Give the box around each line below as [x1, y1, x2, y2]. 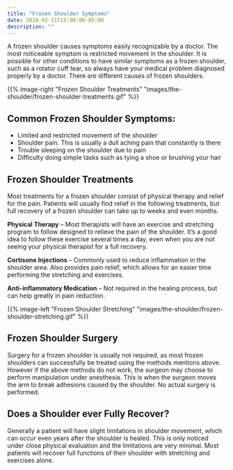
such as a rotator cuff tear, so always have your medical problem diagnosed [7, 64, 225, 73]
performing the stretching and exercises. [7, 270, 124, 279]
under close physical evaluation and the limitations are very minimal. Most [7, 441, 219, 449]
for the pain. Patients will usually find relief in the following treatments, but [7, 200, 220, 207]
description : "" [7, 23, 54, 30]
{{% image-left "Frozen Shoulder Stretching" [7, 305, 136, 313]
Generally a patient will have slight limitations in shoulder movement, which [7, 426, 223, 435]
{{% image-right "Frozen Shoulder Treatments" [7, 85, 143, 94]
